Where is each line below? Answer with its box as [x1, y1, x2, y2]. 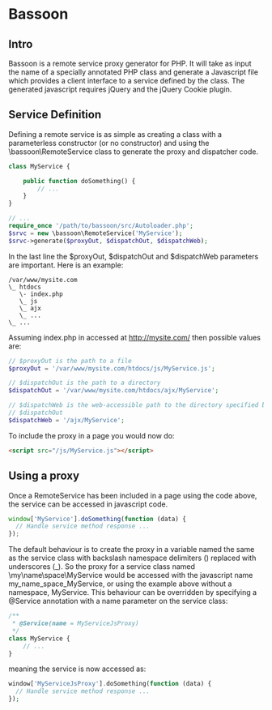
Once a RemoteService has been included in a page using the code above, [8, 490, 257, 500]
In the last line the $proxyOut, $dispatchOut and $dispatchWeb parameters [8, 251, 259, 261]
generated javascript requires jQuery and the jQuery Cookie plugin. [8, 84, 232, 94]
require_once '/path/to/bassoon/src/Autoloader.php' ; [8, 222, 194, 230]
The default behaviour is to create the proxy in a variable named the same [8, 545, 255, 554]
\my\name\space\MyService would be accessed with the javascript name [8, 571, 253, 580]
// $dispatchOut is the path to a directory [8, 379, 161, 387]
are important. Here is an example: [8, 260, 124, 270]
